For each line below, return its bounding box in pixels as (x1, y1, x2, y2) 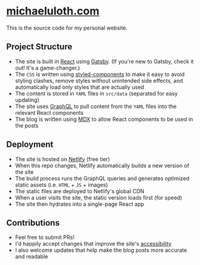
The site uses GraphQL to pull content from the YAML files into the (15, 103, 177, 110)
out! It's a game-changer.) (15, 64, 80, 71)
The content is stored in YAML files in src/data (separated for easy (15, 89, 178, 97)
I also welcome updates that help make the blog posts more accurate (15, 246, 187, 254)
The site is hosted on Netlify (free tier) (15, 155, 111, 162)
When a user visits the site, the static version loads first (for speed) (15, 194, 182, 201)
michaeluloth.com (6, 4, 100, 18)
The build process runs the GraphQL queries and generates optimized (15, 174, 190, 182)
